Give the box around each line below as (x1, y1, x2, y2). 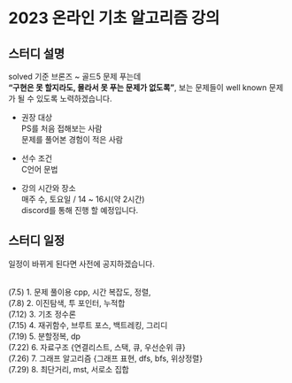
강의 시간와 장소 (20, 183, 76, 193)
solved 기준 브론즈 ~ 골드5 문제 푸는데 (8, 72, 142, 81)
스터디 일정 (8, 234, 65, 249)
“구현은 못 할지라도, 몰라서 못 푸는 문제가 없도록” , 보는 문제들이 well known (8, 82, 267, 93)
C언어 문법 (20, 165, 58, 174)
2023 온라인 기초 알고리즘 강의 (8, 8, 220, 28)
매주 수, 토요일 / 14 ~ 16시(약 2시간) (20, 194, 145, 204)
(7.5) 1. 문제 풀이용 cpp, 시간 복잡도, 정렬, (8, 287, 151, 297)
